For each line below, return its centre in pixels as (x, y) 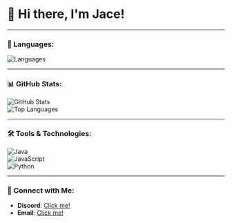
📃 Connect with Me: (41, 191)
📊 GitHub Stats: (35, 84)
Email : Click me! (40, 213)
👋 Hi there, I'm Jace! (66, 14)
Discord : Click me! (43, 206)
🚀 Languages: (31, 44)
